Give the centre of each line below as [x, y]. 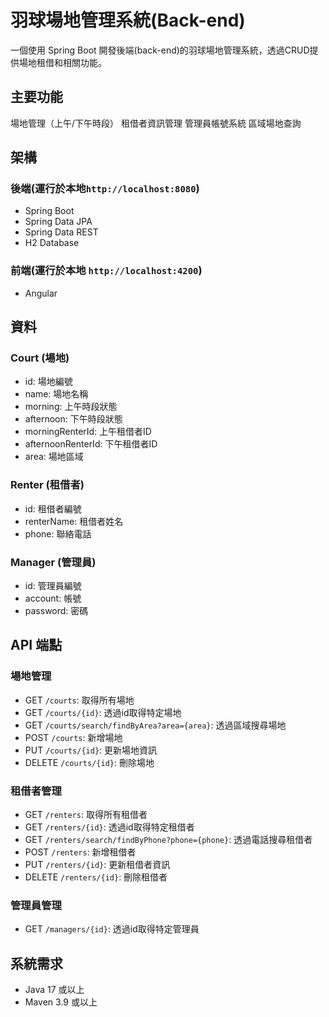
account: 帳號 [53, 598]
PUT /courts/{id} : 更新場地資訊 [91, 750]
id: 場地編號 [48, 382]
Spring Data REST [61, 232]
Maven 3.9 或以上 [61, 1002]
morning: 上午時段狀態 [71, 407]
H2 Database [52, 243]
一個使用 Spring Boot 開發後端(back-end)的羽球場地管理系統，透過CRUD [160, 50]
